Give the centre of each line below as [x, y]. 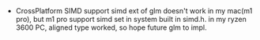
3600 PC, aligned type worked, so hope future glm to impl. [111, 27]
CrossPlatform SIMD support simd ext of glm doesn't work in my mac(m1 [134, 11]
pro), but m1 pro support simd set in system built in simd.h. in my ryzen [131, 20]
